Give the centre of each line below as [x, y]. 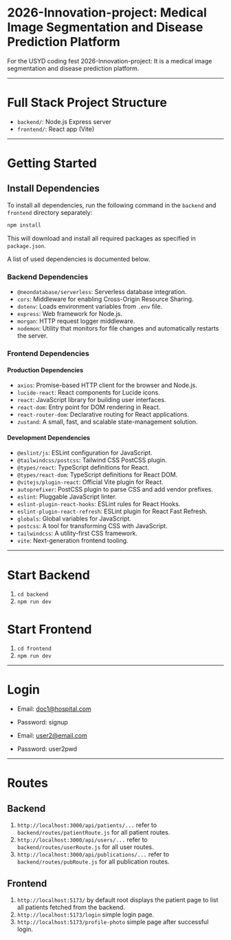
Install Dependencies [53, 188]
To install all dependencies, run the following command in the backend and [112, 205]
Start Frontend [49, 629]
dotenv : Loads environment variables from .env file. [90, 306]
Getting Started [52, 164]
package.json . [26, 245]
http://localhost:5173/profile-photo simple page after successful [113, 922]
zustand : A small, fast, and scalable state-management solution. [107, 422]
